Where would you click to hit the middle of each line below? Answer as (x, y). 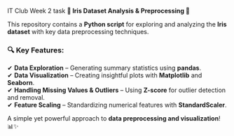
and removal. (26, 98)
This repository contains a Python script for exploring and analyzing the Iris (117, 24)
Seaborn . (21, 83)
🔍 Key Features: (36, 50)
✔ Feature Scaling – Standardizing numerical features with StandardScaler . (117, 105)
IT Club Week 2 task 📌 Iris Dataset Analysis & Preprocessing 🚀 (99, 11)
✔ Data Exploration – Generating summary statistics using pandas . (104, 68)
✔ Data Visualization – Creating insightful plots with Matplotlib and (105, 75)
